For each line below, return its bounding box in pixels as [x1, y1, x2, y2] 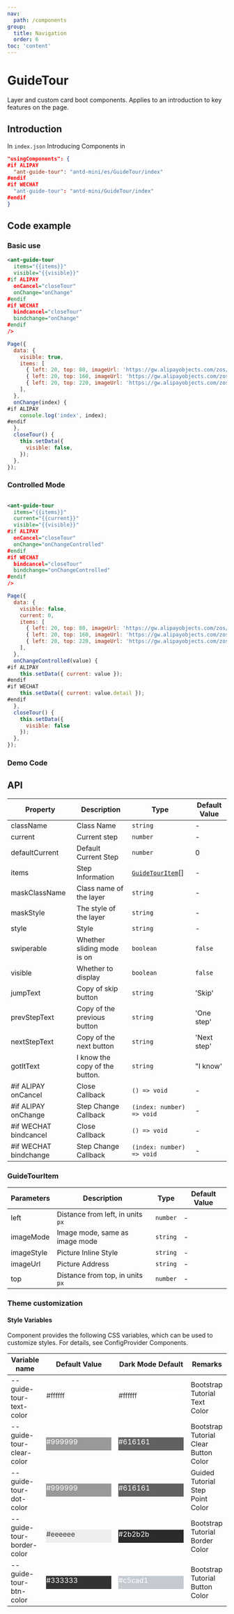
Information [76, 872, 115, 882]
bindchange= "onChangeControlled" [13, 567, 111, 574]
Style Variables [7, 1316, 52, 1324]
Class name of [76, 883, 124, 893]
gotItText [10, 1061, 40, 1071]
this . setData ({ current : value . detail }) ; [19, 690, 145, 697]
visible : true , [19, 353, 64, 360]
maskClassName [10, 888, 66, 897]
